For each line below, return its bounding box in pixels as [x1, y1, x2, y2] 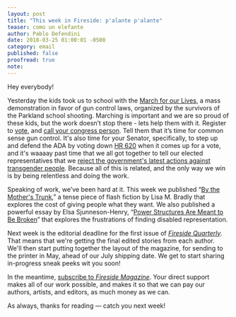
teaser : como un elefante [7, 23, 83, 30]
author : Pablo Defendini [7, 30, 81, 38]
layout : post [7, 10, 46, 18]
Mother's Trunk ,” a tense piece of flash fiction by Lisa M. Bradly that [7, 192, 206, 201]
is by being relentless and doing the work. [7, 171, 129, 180]
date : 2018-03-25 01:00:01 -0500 [7, 37, 106, 44]
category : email [7, 43, 55, 50]
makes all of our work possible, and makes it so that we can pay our [7, 280, 206, 289]
